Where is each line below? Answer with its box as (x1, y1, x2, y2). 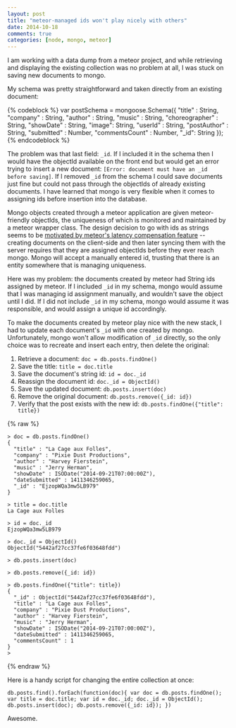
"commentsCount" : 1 (13, 638, 74, 645)
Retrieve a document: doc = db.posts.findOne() (17, 355, 157, 363)
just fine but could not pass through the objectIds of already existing (7, 180, 206, 188)
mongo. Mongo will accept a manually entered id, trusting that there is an (7, 254, 220, 262)
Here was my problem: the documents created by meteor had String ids (7, 275, 216, 283)
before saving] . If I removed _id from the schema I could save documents (7, 172, 223, 181)
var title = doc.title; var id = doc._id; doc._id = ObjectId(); (7, 695, 203, 703)
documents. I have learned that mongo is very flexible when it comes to (7, 187, 215, 196)
